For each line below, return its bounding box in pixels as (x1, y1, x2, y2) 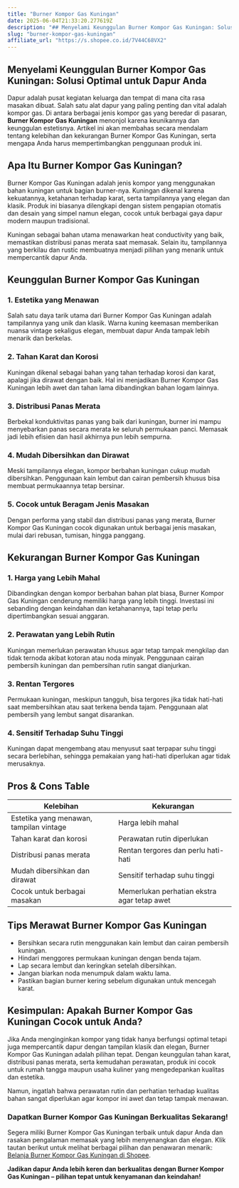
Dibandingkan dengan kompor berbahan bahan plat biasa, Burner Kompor (7, 589, 224, 598)
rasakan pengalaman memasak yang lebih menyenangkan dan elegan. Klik (7, 1135, 226, 1144)
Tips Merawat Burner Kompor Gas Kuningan (7, 920, 208, 932)
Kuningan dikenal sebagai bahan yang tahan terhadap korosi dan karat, (7, 368, 216, 377)
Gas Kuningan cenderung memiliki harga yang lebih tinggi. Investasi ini (7, 596, 215, 605)
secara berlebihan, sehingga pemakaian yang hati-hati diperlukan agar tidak (7, 752, 231, 761)
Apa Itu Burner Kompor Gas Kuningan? (7, 160, 183, 172)
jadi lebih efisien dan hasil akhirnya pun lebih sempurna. (7, 432, 172, 441)
